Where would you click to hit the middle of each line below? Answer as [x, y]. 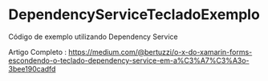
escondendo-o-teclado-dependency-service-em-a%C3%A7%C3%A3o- [129, 60]
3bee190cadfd [32, 68]
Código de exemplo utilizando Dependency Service [93, 37]
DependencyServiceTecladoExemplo [134, 15]
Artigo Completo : [37, 52]
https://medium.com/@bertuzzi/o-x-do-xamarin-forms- [160, 52]
